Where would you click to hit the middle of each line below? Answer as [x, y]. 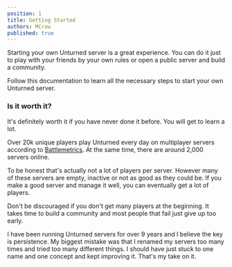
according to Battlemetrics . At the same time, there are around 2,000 [105, 149]
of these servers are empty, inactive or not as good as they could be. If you [114, 178]
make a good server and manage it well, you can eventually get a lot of [108, 185]
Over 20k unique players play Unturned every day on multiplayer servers [111, 142]
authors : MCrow [29, 26]
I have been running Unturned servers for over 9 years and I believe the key [115, 234]
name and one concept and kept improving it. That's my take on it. [102, 256]
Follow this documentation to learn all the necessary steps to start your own [115, 81]
